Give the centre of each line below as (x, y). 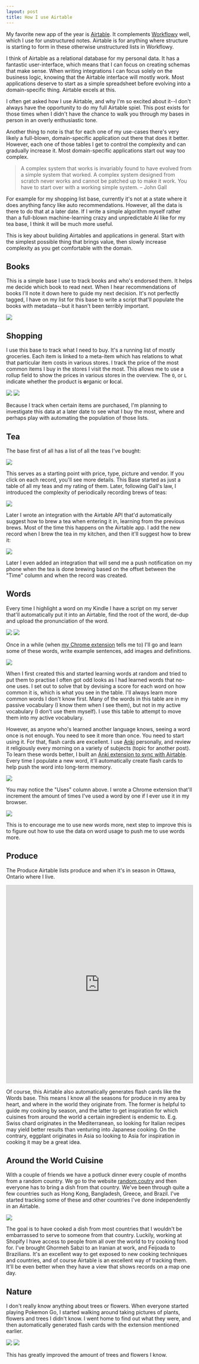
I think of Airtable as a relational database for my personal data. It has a (93, 58)
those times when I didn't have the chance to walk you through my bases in (98, 114)
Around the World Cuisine (55, 1160)
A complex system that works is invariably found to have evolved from (106, 168)
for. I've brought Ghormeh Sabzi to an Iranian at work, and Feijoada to (91, 1248)
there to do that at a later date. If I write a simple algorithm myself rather (94, 211)
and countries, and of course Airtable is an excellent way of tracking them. (97, 1260)
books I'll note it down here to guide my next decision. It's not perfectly (93, 294)
